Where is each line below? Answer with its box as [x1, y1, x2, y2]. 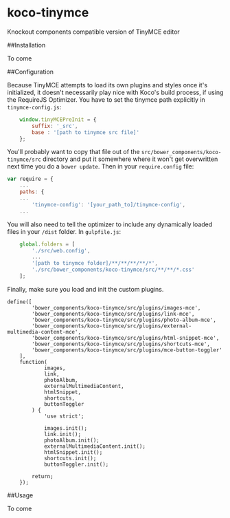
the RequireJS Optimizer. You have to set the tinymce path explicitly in [7, 95, 206, 104]
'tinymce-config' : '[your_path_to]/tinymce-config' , [32, 201, 186, 208]
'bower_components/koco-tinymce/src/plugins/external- [32, 322, 192, 330]
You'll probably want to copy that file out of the [7, 148, 140, 156]
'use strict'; [43, 413, 84, 420]
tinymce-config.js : [7, 102, 62, 111]
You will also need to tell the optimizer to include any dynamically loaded [7, 220, 213, 228]
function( [19, 358, 48, 365]
